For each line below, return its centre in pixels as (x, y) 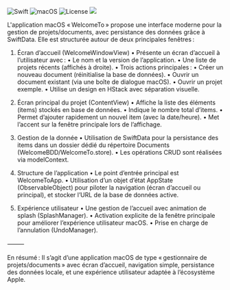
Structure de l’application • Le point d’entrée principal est (98, 173)
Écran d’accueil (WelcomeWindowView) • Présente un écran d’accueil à (118, 53)
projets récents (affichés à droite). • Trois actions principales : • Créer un (120, 67)
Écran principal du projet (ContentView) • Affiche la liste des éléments (116, 102)
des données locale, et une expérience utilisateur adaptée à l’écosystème (111, 272)
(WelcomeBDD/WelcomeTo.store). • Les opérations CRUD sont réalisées (119, 152)
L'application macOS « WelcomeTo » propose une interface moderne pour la (114, 25)
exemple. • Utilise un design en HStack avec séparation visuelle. (108, 89)
